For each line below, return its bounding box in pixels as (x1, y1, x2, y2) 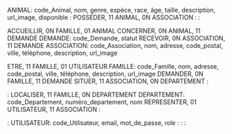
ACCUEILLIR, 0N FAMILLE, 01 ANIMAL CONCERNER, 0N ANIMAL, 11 (7, 27, 201, 35)
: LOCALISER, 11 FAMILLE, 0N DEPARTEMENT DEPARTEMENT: (7, 90, 185, 99)
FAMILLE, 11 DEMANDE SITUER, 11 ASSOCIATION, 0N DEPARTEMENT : (7, 77, 209, 85)
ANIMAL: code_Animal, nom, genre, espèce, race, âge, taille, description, (7, 6, 216, 14)
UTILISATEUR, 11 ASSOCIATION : (7, 106, 101, 113)
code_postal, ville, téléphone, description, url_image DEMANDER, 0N (7, 69, 204, 78)
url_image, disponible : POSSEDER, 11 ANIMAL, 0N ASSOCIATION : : (7, 13, 201, 22)
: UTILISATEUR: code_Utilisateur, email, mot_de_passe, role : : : (7, 119, 186, 127)
